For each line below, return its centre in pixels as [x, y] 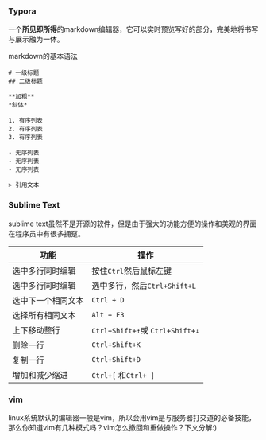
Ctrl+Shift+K [116, 345]
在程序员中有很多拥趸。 [46, 233]
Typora [23, 11]
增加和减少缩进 [40, 375]
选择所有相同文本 [44, 315]
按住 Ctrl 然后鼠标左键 [132, 271]
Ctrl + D [108, 300]
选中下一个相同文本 [48, 300]
